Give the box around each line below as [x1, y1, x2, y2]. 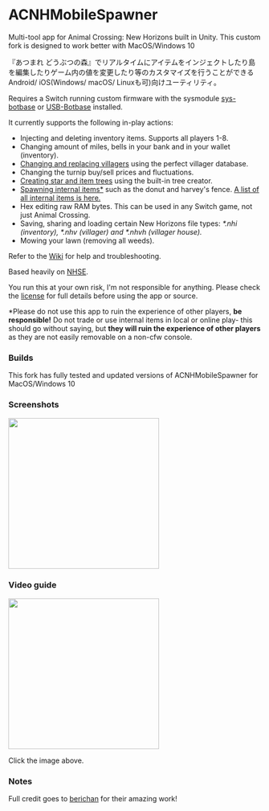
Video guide [8, 580, 57, 591]
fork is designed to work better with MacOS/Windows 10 [8, 40, 195, 50]
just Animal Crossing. [19, 210, 91, 219]
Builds [8, 352, 34, 363]
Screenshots [8, 399, 59, 411]
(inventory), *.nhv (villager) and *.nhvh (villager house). [19, 227, 202, 236]
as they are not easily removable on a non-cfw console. [8, 332, 193, 342]
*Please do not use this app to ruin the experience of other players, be [8, 306, 243, 316]
